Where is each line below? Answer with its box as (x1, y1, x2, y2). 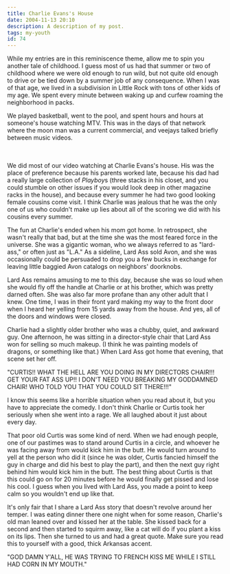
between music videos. (7, 133, 73, 142)
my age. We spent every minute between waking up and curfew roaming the (7, 91, 223, 100)
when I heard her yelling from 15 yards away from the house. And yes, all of (7, 305, 221, 313)
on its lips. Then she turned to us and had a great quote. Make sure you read (7, 532, 224, 540)
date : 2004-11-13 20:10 (7, 16, 76, 23)
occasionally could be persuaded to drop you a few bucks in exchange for (7, 255, 217, 263)
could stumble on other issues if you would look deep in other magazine (7, 184, 211, 192)
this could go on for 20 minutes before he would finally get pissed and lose (7, 475, 219, 483)
